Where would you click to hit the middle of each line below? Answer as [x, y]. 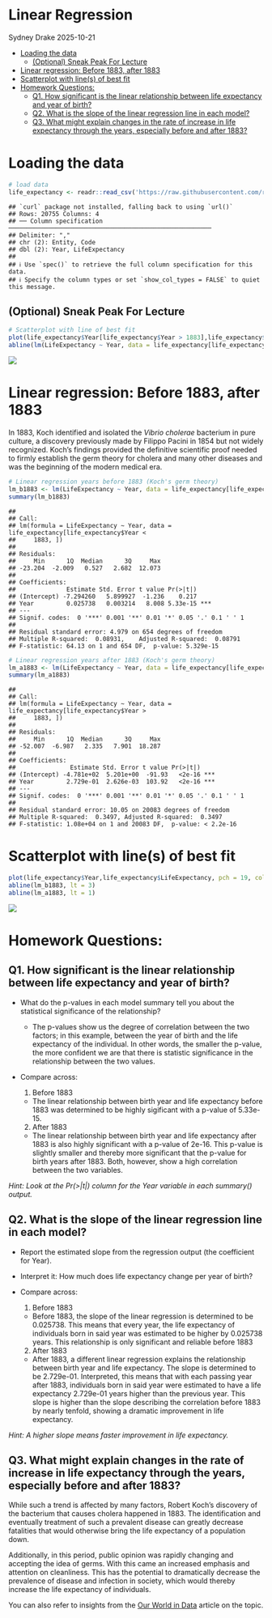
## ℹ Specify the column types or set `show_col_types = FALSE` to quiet [134, 280]
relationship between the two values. [93, 1061]
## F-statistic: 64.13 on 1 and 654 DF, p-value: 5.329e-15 [114, 646]
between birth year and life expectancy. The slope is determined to [144, 1367]
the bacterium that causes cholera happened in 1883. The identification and [135, 1514]
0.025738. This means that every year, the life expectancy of [134, 1324]
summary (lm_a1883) [39, 675]
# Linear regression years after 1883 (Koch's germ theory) [112, 660]
